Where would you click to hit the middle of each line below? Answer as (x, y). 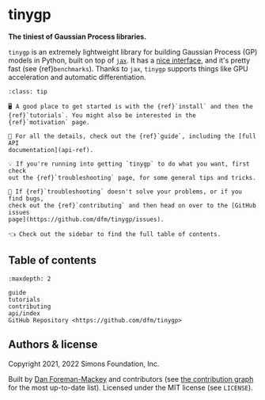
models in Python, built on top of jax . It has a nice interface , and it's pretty (129, 60)
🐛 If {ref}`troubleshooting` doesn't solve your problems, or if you (125, 192)
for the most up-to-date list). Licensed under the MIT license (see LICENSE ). (131, 387)
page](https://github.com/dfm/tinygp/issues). (86, 219)
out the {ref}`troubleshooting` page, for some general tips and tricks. (132, 177)
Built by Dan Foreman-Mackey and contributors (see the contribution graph (131, 379)
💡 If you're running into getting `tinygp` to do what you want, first (129, 164)
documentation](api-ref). (51, 150)
